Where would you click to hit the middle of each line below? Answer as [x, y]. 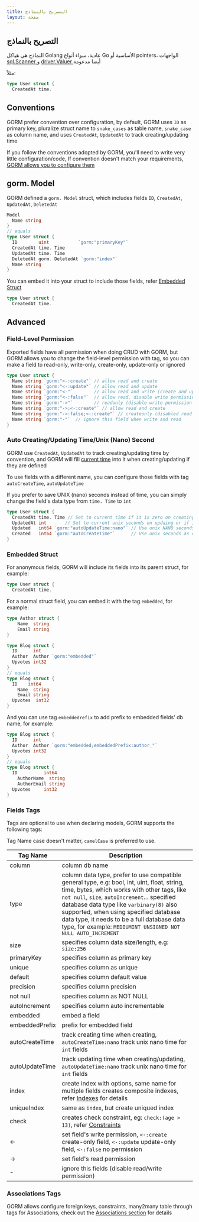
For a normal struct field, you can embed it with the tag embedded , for [90, 602]
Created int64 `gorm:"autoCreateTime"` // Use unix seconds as [101, 534]
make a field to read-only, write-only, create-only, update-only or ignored [96, 364]
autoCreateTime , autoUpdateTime [45, 483]
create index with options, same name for [119, 1083]
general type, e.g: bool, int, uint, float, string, [123, 882]
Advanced [26, 322]
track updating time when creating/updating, [123, 1059]
